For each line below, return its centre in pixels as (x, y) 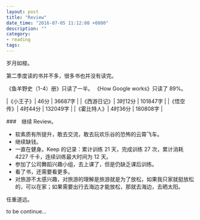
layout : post (23, 12)
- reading (19, 40)
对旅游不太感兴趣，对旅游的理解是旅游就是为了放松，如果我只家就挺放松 (104, 179)
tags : (13, 46)
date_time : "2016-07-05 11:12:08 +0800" (58, 23)
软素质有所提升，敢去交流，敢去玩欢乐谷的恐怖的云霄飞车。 (89, 134)
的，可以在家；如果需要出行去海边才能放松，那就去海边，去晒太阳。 (99, 186)
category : (19, 34)
